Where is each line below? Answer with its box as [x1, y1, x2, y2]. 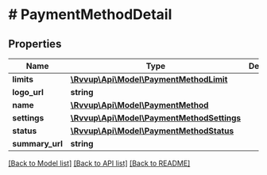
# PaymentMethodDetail [8, 6, 172, 24]
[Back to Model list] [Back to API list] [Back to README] [8, 158, 191, 168]
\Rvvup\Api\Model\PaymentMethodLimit [70, 74, 228, 85]
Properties [8, 37, 62, 51]
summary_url [12, 139, 64, 149]
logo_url [12, 87, 44, 97]
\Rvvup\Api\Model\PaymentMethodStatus [70, 125, 234, 136]
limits [12, 74, 34, 85]
